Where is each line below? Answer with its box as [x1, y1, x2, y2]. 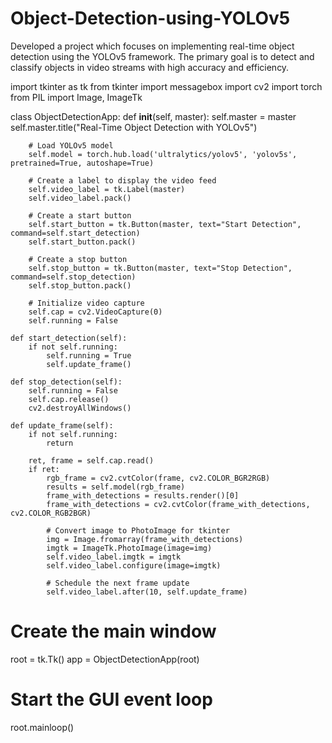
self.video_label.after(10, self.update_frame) [46, 587, 248, 597]
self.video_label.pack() [28, 193, 132, 203]
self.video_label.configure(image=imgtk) [46, 560, 222, 571]
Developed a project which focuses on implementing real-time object [10, 40, 295, 52]
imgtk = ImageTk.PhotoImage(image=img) [46, 543, 213, 553]
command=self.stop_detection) [10, 272, 137, 282]
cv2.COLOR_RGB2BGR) [10, 508, 92, 518]
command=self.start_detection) [10, 228, 141, 238]
